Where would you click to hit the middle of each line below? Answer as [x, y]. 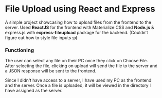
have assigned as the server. [34, 91]
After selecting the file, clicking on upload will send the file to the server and [81, 66]
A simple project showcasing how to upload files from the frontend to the [78, 22]
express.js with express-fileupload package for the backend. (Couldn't [77, 32]
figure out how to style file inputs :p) [41, 38]
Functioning [19, 50]
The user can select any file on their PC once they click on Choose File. [77, 61]
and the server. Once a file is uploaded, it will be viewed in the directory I [78, 85]
